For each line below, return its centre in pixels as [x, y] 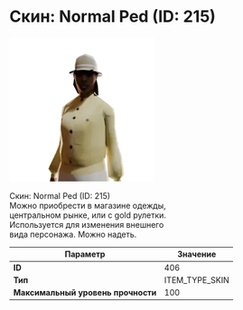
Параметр [85, 254]
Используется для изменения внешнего [87, 224]
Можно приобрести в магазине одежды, [88, 205]
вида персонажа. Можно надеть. [73, 234]
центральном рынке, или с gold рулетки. [88, 215]
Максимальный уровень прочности [85, 293]
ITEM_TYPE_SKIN [197, 280]
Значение [197, 254]
